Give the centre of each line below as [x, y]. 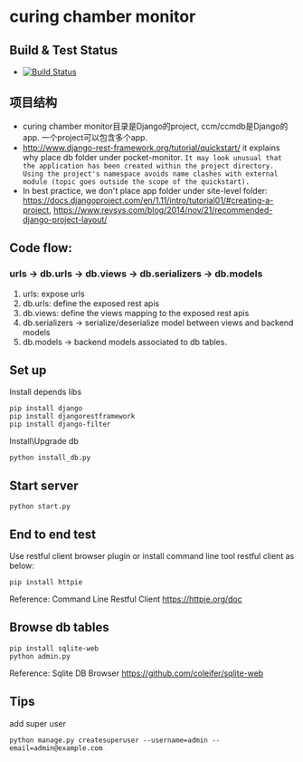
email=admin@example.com [56, 748]
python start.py [40, 506]
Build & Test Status [64, 50]
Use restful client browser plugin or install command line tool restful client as [152, 555]
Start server [44, 485]
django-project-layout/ [65, 219]
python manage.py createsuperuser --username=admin [109, 740]
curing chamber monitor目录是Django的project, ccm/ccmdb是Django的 [155, 126]
